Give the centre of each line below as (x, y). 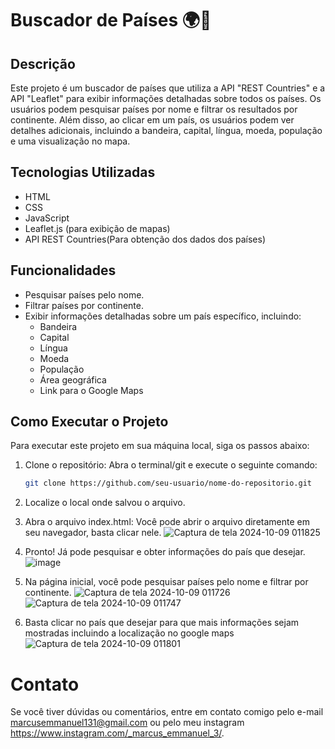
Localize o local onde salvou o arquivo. (105, 503)
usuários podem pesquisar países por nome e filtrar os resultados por (154, 109)
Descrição (43, 63)
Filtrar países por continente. (84, 305)
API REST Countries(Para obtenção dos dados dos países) (145, 239)
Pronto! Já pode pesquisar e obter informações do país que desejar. (165, 552)
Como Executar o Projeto (89, 422)
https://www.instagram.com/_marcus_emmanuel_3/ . (117, 733)
